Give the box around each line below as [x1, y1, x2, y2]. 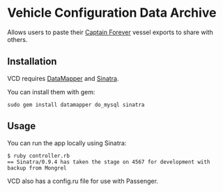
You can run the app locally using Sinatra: [7, 138, 127, 147]
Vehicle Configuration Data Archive [7, 5, 217, 21]
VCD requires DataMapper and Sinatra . [7, 74, 119, 82]
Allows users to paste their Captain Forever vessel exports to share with [7, 28, 214, 36]
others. [7, 35, 28, 43]
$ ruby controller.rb [7, 152, 70, 159]
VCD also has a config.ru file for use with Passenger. [7, 177, 159, 185]
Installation [7, 56, 57, 68]
